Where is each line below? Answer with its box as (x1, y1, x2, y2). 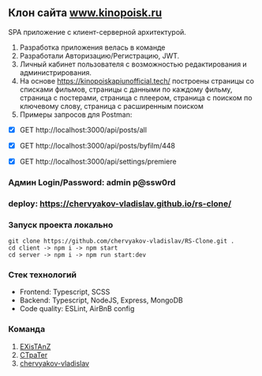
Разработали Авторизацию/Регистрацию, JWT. (19, 51, 180, 60)
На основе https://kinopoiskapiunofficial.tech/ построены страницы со (19, 76, 255, 85)
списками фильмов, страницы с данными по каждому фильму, (19, 85, 233, 94)
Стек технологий (8, 269, 77, 280)
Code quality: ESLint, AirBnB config (19, 304, 135, 314)
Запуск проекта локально (8, 219, 114, 230)
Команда (8, 324, 46, 335)
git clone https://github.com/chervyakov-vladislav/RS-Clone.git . (8, 237, 235, 246)
